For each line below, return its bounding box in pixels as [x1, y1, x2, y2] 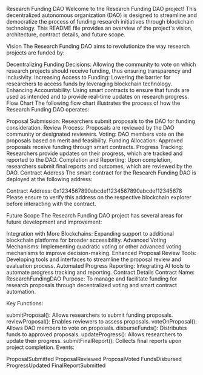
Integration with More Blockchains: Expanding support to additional [6, 230, 175, 237]
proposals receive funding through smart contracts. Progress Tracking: [6, 144, 184, 150]
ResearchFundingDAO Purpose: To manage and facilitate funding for [6, 275, 178, 282]
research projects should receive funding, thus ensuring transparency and [6, 67, 192, 75]
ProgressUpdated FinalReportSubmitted [6, 362, 106, 369]
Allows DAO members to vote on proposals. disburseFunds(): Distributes [6, 324, 187, 331]
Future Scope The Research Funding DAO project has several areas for [6, 212, 183, 219]
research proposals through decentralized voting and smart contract [6, 282, 178, 288]
